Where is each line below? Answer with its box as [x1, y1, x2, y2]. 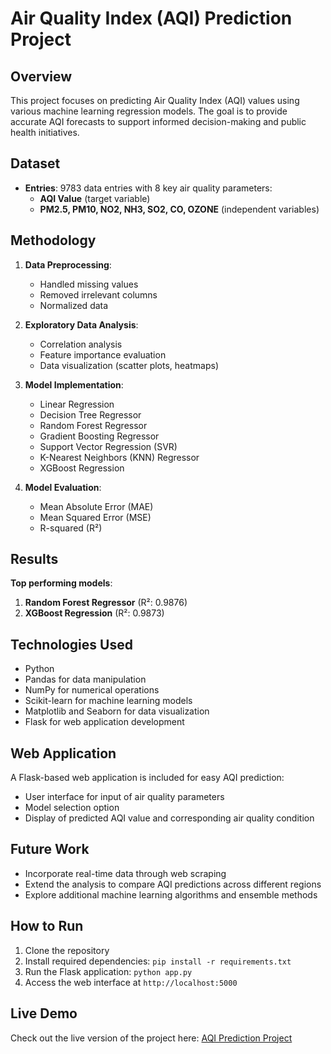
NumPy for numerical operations [24, 684, 160, 696]
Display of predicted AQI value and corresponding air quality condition [24, 812, 315, 824]
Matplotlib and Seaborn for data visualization [24, 705, 210, 717]
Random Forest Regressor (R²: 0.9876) [24, 597, 188, 609]
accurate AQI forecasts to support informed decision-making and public [10, 116, 307, 127]
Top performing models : [10, 577, 113, 589]
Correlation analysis [39, 338, 123, 350]
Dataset [10, 155, 61, 172]
